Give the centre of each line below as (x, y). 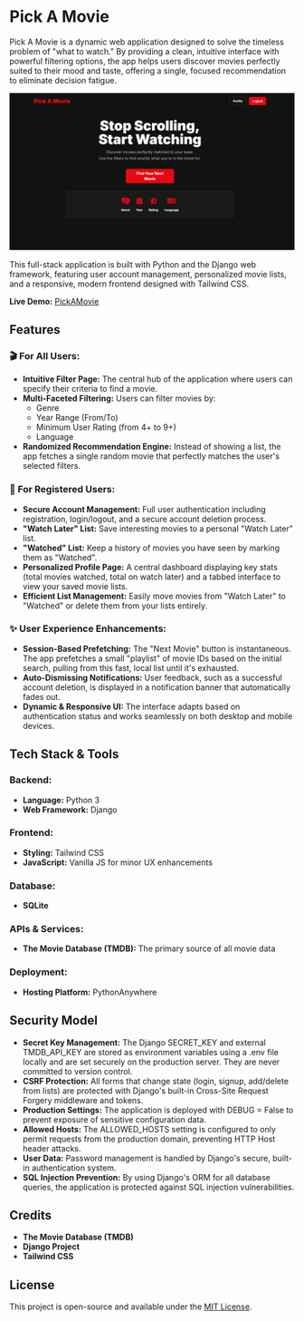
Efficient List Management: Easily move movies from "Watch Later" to (154, 596)
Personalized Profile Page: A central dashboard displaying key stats (150, 567)
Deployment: (38, 972)
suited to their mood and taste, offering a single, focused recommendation (148, 71)
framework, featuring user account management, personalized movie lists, (148, 274)
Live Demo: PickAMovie (54, 301)
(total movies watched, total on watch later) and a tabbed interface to (152, 577)
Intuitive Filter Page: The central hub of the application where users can (157, 379)
